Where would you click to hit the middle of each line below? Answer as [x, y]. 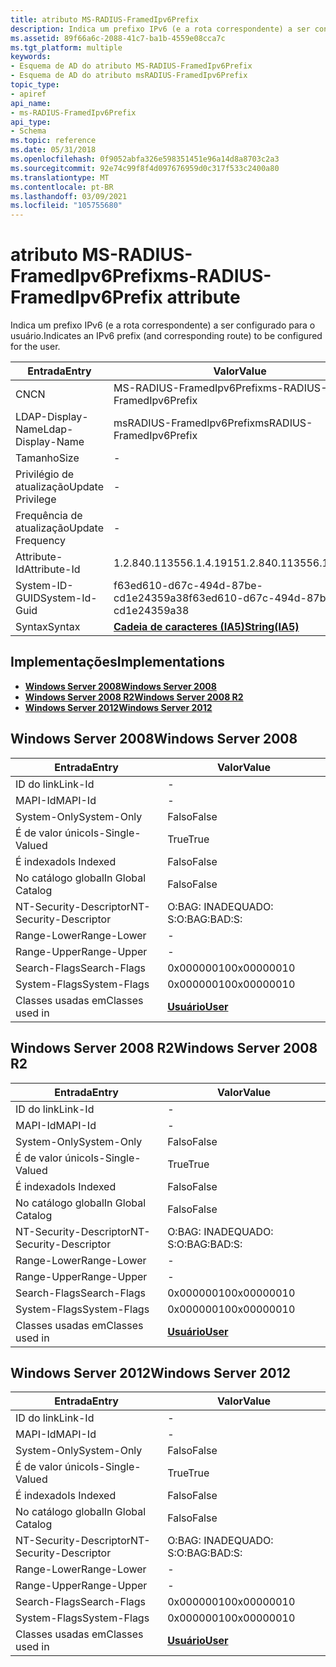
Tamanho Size [47, 458]
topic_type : [35, 85]
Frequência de [49, 516]
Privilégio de [45, 474]
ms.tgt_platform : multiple [66, 47]
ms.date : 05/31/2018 [53, 150]
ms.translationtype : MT [60, 177]
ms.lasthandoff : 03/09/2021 [69, 196]
